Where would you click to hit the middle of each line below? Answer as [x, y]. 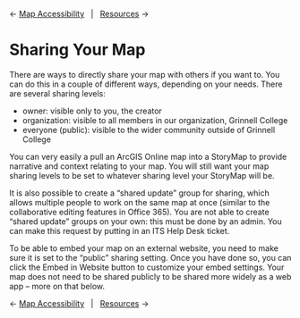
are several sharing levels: [57, 93]
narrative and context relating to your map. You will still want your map [139, 166]
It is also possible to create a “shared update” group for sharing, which [140, 193]
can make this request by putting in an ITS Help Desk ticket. [120, 230]
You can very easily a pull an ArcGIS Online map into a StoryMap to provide [148, 156]
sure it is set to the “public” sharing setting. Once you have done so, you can [150, 257]
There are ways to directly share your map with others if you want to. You [145, 74]
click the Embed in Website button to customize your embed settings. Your [147, 267]
